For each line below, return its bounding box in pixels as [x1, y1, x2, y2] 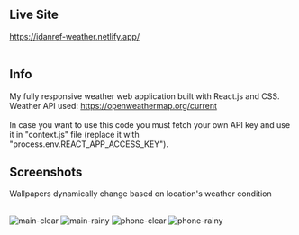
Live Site [9, 7, 59, 23]
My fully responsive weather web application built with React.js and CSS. [9, 90, 280, 102]
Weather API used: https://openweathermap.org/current [9, 100, 218, 111]
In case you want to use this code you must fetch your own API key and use [9, 119, 291, 130]
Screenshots [9, 165, 83, 180]
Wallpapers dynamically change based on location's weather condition [9, 188, 272, 199]
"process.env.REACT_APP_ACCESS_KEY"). [9, 139, 169, 149]
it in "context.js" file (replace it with [9, 129, 140, 140]
